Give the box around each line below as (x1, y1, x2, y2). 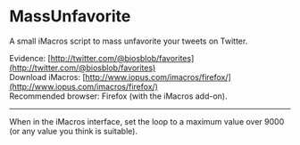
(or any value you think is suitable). (9, 125, 138, 136)
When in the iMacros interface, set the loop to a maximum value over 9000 (9, 116, 285, 126)
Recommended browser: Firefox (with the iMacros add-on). (9, 91, 228, 101)
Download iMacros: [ (9, 71, 87, 82)
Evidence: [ (9, 52, 51, 63)
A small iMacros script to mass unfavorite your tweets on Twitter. (9, 36, 248, 46)
